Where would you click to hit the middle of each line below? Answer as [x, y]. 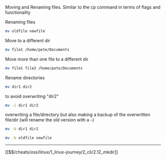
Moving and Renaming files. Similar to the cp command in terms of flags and [83, 7]
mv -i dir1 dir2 [22, 105]
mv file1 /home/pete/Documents [37, 50]
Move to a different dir [28, 40]
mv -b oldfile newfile [28, 138]
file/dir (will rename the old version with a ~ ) [50, 120]
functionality [18, 12]
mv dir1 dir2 [19, 87]
